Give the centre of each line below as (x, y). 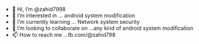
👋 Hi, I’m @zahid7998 (39, 9)
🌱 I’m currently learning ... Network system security (76, 22)
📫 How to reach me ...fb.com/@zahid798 (64, 35)
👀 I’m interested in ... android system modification (74, 15)
